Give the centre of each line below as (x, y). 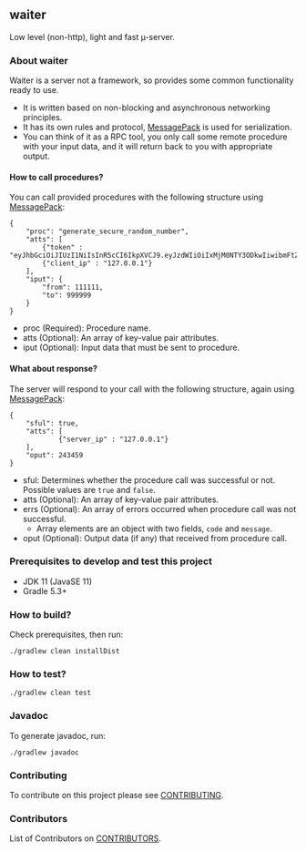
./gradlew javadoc (44, 752)
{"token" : (63, 248)
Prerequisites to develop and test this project (111, 561)
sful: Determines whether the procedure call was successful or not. (149, 480)
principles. (42, 118)
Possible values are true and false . (89, 489)
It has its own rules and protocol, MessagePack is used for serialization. (157, 128)
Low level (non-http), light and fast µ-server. (92, 36)
